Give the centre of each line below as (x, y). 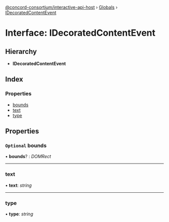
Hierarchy (21, 52)
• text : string (18, 185)
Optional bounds (26, 145)
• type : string (19, 214)
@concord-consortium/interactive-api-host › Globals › (61, 7)
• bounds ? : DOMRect (28, 157)
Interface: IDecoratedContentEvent (80, 33)
